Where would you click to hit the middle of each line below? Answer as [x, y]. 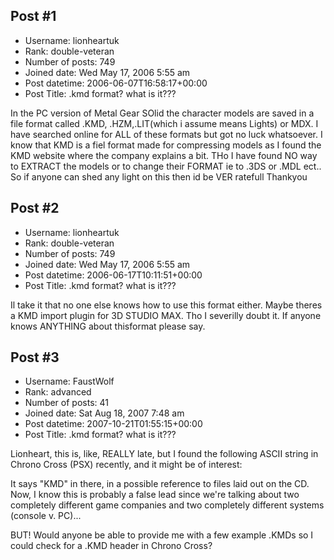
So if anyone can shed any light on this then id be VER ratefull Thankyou [159, 176]
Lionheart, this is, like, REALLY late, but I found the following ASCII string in [164, 454]
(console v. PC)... [46, 516]
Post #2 [35, 208]
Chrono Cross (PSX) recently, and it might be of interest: [126, 465]
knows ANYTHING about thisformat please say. [108, 326]
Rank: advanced [58, 392]
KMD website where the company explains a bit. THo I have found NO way [164, 155]
